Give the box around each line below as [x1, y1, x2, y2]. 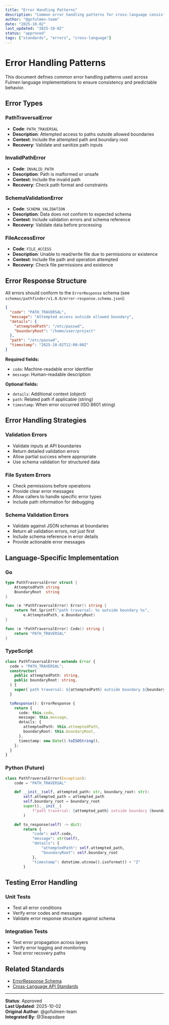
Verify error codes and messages [12, 910, 82, 916]
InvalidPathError [5, 154, 46, 161]
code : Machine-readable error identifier [12, 366, 94, 372]
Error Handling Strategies [5, 416, 87, 425]
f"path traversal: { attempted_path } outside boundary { [32, 808, 152, 813]
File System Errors [5, 471, 51, 479]
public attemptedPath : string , [14, 673, 80, 678]
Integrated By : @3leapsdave [5, 1014, 65, 1020]
